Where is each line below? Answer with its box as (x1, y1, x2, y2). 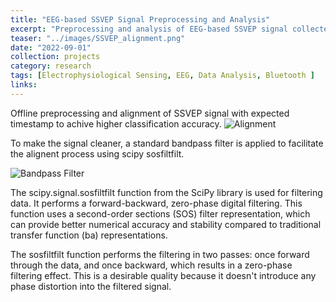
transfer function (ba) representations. (10, 229, 168, 241)
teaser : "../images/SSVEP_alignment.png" (10, 33, 186, 43)
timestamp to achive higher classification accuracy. (10, 117, 222, 130)
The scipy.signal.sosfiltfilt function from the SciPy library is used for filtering (10, 186, 323, 198)
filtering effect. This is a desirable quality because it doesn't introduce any (10, 269, 317, 281)
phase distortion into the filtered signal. (10, 280, 172, 292)
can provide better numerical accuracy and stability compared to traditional (10, 218, 322, 230)
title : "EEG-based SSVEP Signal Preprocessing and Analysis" (10, 14, 271, 25)
